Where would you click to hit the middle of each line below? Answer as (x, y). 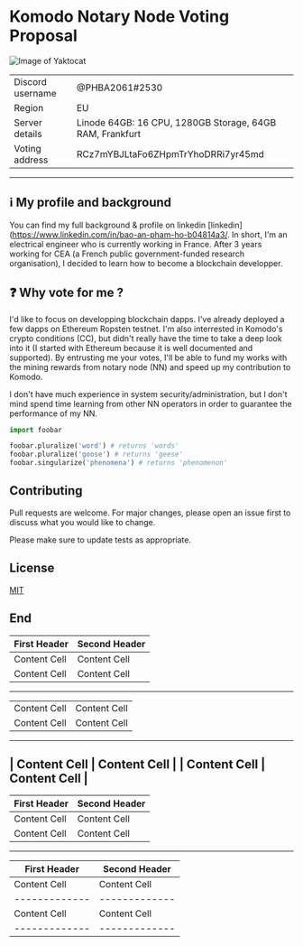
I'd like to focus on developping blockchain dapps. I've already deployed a (147, 319)
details (28, 134)
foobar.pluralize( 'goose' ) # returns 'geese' (96, 454)
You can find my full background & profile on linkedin (108, 225)
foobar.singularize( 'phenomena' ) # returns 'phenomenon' (119, 463)
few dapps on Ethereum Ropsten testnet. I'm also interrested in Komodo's (146, 329)
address (31, 160)
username (35, 93)
